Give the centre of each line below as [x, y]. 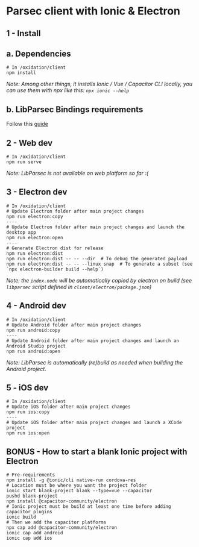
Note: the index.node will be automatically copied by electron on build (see [99, 280]
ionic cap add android [35, 533]
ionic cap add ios [29, 538]
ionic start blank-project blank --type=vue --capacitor [79, 491]
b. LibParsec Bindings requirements [75, 109]
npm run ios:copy [28, 412]
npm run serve [24, 162]
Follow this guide [27, 124]
